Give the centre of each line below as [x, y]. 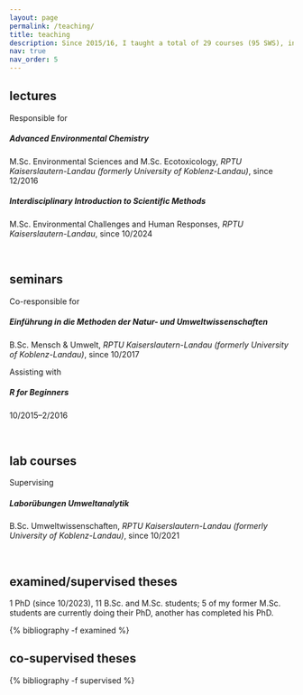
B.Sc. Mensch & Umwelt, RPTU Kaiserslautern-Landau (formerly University [149, 345]
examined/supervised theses [93, 582]
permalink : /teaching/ [52, 26]
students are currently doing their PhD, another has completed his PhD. [142, 613]
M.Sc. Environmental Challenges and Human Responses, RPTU [126, 224]
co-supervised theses [73, 658]
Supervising [32, 483]
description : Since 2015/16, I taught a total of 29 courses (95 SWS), [147, 43]
